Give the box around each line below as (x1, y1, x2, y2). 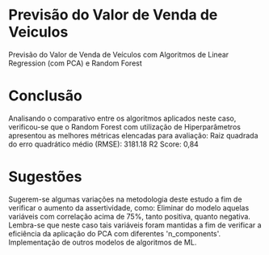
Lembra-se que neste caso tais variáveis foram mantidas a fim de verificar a (8, 220, 262, 230)
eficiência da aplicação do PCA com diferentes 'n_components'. (8, 228, 221, 238)
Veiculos (8, 23, 69, 41)
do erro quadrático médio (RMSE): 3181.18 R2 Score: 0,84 (8, 139, 200, 149)
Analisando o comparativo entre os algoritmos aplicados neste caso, (8, 113, 237, 123)
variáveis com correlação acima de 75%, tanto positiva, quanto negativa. (8, 211, 250, 221)
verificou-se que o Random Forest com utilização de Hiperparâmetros (8, 121, 241, 131)
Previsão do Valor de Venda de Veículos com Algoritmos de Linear (8, 49, 229, 59)
